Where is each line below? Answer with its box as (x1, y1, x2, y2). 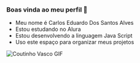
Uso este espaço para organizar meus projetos (15, 39, 134, 46)
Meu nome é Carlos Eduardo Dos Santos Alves (15, 19, 134, 27)
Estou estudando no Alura (15, 25, 81, 33)
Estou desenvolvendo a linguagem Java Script (15, 32, 133, 39)
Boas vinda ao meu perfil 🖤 (6, 5, 88, 14)
